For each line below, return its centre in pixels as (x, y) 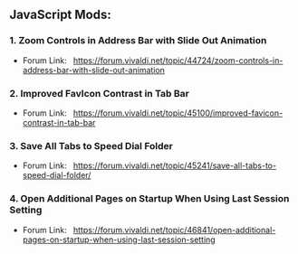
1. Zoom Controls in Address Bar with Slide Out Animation (138, 41)
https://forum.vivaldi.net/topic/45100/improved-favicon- (178, 113)
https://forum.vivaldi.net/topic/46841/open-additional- (174, 230)
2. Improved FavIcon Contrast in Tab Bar (100, 93)
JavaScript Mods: (60, 15)
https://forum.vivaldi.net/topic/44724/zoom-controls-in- (178, 60)
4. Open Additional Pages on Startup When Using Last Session (149, 199)
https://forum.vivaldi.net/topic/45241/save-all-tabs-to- (175, 165)
